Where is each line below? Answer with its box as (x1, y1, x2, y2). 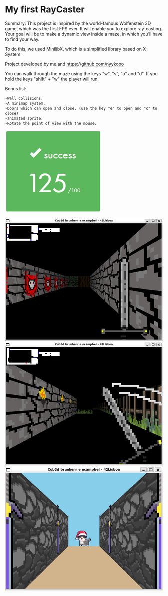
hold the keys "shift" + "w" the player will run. (5, 76, 99, 82)
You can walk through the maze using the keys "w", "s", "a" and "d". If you (5, 70, 158, 76)
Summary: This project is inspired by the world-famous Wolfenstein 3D (5, 20, 151, 26)
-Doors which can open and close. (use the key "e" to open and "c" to (5, 106, 157, 111)
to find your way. (5, 36, 40, 42)
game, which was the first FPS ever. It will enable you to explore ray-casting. (5, 25, 162, 31)
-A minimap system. (5, 101, 46, 106)
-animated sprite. (5, 116, 43, 121)
